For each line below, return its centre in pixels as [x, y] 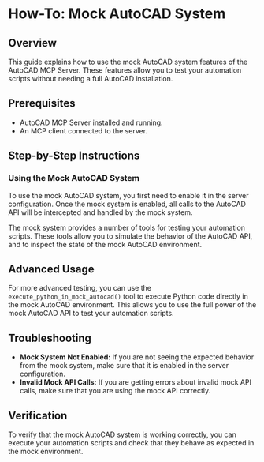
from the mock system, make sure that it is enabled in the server [124, 366]
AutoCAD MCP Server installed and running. [91, 122]
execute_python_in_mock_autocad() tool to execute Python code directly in [128, 296]
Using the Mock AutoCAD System [74, 178]
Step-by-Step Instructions [74, 156]
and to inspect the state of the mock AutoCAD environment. [105, 244]
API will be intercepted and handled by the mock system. [100, 212]
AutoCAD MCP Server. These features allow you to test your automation [125, 70]
